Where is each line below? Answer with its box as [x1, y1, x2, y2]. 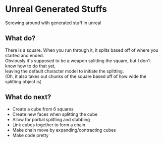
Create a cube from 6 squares [12, 106, 74, 112]
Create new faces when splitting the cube [12, 111, 98, 117]
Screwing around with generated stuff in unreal [5, 20, 102, 26]
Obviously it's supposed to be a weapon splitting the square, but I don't [5, 58, 151, 64]
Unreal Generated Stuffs [5, 3, 108, 15]
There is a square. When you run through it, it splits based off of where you [5, 47, 159, 53]
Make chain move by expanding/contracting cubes [12, 127, 116, 133]
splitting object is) [5, 78, 42, 84]
